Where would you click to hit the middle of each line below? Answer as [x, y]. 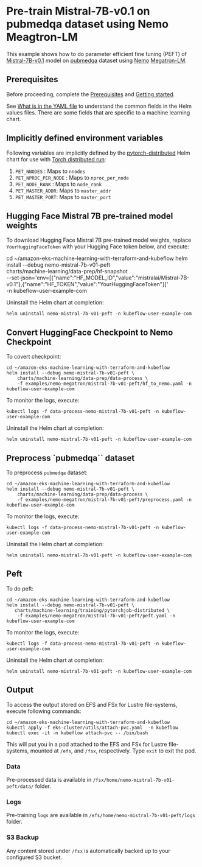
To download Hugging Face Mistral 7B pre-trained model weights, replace [99, 240]
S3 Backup [23, 837]
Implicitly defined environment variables [85, 138]
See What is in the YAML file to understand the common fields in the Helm [99, 106]
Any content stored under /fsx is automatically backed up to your [88, 851]
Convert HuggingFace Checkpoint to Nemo [90, 332]
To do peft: [20, 588]
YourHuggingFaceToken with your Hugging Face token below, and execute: [98, 247]
